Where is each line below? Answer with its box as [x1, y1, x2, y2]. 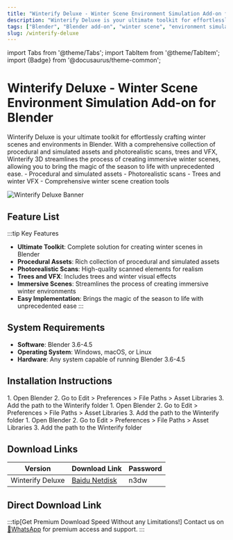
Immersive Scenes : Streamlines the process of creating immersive [17, 279, 209, 288]
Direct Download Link [7, 499, 102, 511]
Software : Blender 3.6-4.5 [17, 340, 93, 348]
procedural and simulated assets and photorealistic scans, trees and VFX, [7, 147, 218, 156]
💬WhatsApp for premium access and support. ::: [7, 525, 145, 534]
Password [128, 464, 162, 473]
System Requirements [7, 322, 105, 334]
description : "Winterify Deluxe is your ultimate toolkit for [7, 17, 191, 24]
